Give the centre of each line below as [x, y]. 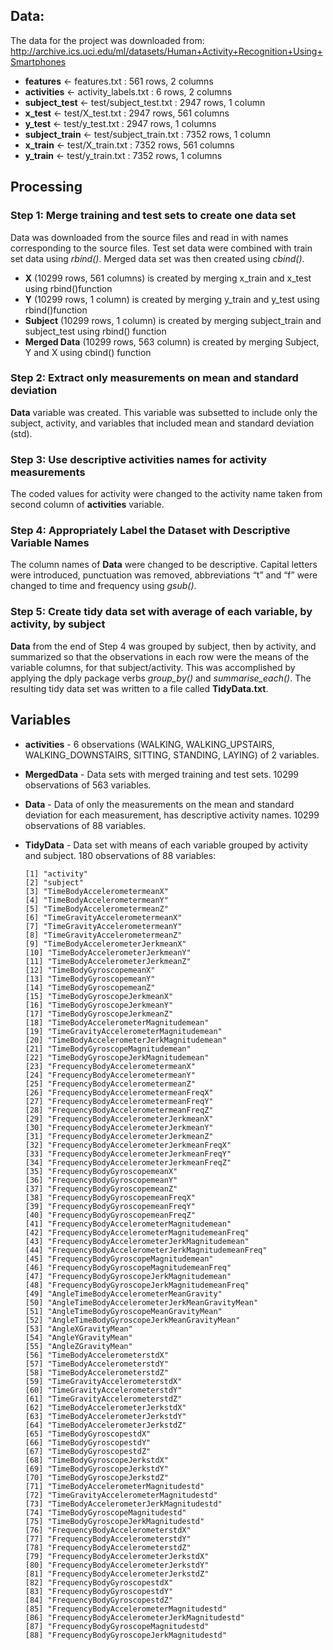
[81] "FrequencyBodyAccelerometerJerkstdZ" [117, 1574]
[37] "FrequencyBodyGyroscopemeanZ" [101, 1189]
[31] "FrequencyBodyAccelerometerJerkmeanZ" [119, 1136]
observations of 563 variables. [88, 785]
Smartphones [38, 61]
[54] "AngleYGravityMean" [78, 1337]
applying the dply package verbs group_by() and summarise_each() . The [161, 678]
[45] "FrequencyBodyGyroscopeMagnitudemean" [119, 1259]
